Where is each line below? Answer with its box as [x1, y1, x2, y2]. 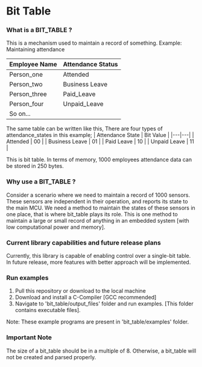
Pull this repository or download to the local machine [14, 287, 146, 295]
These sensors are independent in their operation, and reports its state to [6, 197, 188, 205]
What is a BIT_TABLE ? [6, 26, 72, 34]
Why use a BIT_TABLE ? [6, 177, 76, 186]
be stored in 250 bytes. [6, 162, 65, 170]
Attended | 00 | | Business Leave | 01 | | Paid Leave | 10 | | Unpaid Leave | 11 [6, 138, 194, 145]
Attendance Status [63, 60, 119, 69]
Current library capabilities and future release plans [6, 238, 161, 247]
